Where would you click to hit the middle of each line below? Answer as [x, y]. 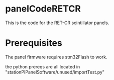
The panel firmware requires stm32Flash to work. [56, 57]
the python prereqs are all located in [43, 66]
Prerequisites [34, 43]
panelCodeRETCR [43, 9]
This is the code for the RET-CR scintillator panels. [57, 23]
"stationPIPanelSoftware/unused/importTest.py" [55, 72]
